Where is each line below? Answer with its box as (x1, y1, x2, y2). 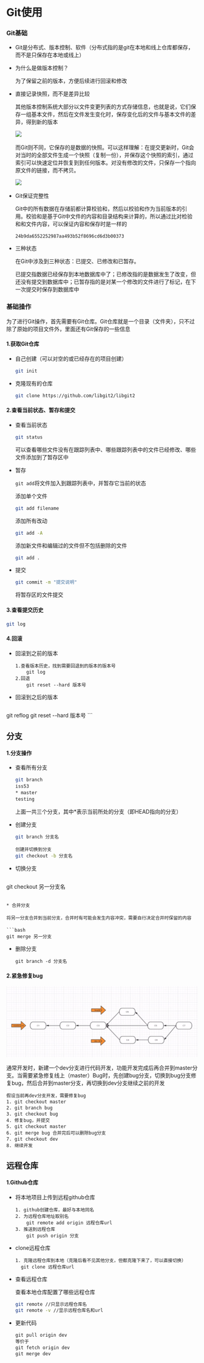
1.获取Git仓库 (6, 340, 39, 348)
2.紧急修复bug (6, 972, 43, 979)
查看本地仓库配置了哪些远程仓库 (15, 1288, 95, 1295)
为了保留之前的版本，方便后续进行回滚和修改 (15, 77, 127, 85)
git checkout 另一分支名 (6, 883, 66, 890)
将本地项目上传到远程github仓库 (15, 1193, 95, 1200)
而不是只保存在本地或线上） (15, 51, 85, 58)
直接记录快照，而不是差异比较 (15, 90, 90, 97)
